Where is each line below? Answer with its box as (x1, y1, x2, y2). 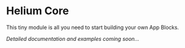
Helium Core (6, 4, 69, 18)
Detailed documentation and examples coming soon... (6, 35, 140, 42)
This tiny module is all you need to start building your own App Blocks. (6, 24, 179, 31)
